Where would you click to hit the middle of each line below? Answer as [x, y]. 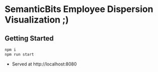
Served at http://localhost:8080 [44, 64]
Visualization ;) [37, 20]
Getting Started [29, 38]
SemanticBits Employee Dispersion [79, 9]
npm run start [19, 54]
